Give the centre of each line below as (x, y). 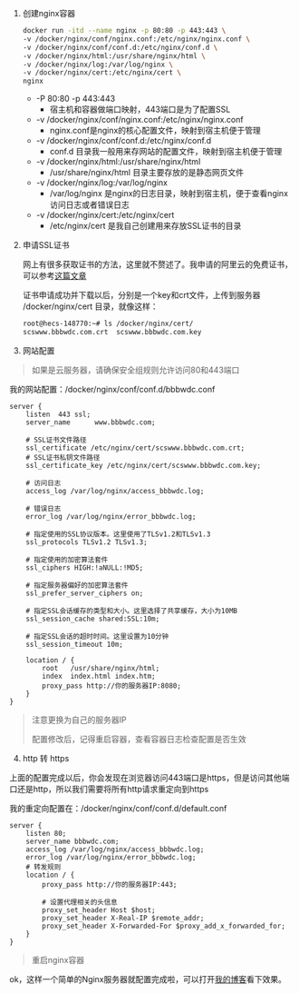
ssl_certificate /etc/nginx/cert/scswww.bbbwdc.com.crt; (135, 448)
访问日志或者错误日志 (89, 205)
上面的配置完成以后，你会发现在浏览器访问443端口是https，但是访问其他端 (149, 777)
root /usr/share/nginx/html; (101, 668)
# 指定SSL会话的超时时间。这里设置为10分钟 (97, 636)
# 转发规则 (43, 867)
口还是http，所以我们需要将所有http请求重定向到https (109, 789)
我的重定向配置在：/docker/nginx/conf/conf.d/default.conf (118, 808)
